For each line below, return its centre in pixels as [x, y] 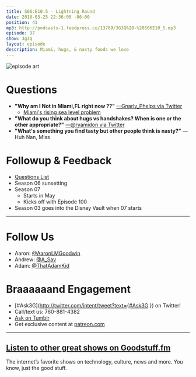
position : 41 [22, 22]
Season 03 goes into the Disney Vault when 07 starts [78, 207]
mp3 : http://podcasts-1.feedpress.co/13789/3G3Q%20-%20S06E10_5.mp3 [91, 28]
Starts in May [39, 195]
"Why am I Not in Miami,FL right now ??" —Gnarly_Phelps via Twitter [98, 106]
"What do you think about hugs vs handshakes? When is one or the [98, 118]
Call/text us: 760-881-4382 [47, 312]
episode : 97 [20, 33]
